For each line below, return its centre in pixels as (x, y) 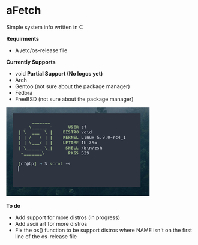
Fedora (24, 92)
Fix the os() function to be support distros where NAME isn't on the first (103, 230)
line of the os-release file (46, 236)
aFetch (24, 11)
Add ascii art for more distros (51, 223)
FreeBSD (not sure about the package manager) (74, 99)
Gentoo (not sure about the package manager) (72, 86)
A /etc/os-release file (41, 50)
